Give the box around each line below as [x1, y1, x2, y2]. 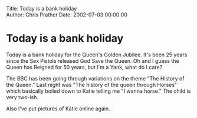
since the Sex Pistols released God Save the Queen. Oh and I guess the [6, 57, 179, 64]
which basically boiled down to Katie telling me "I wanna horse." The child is [6, 87, 191, 95]
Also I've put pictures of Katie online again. [6, 105, 110, 112]
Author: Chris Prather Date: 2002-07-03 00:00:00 [6, 11, 128, 18]
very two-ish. [6, 93, 38, 100]
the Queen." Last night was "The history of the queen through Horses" [6, 81, 178, 88]
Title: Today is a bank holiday [6, 5, 77, 12]
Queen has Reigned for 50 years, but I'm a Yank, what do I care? [6, 63, 163, 70]
